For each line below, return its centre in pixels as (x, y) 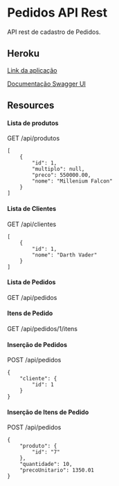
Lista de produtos (33, 123)
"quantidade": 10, (46, 465)
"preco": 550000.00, (62, 175)
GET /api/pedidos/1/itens (43, 328)
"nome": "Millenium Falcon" (72, 181)
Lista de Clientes (32, 208)
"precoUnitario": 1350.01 (57, 470)
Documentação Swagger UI (47, 84)
